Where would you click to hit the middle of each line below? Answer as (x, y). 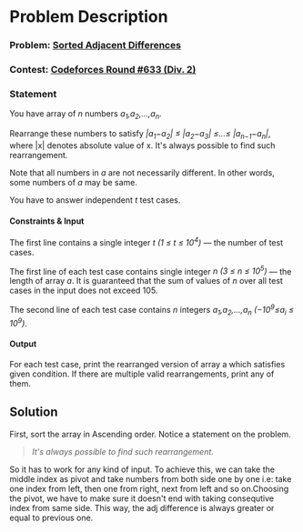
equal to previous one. (51, 517)
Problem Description (89, 17)
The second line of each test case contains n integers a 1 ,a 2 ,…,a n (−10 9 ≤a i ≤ (151, 310)
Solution (34, 412)
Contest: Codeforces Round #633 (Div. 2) (103, 70)
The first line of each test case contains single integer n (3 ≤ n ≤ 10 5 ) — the (151, 270)
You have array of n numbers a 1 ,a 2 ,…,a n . (86, 115)
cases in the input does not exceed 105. (84, 291)
